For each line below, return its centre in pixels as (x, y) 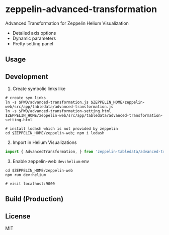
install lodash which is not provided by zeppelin (64, 129)
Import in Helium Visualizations (45, 142)
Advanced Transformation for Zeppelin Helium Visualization (67, 23)
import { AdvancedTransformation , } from (49, 152)
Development (27, 76)
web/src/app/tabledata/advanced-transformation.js (59, 107)
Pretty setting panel (33, 43)
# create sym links (26, 98)
